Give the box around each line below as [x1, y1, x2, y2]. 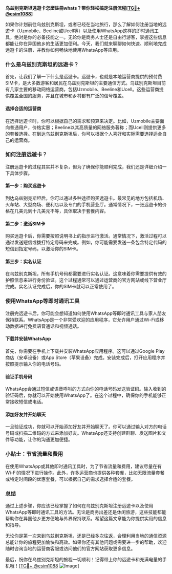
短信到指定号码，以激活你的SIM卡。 [5, 246, 81, 252]
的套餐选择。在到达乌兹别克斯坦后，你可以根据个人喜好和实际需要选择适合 [5, 131, 162, 137]
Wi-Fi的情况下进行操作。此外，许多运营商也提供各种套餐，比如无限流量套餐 [5, 470, 165, 476]
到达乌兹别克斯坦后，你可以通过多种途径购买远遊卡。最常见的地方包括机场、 [5, 195, 167, 201]
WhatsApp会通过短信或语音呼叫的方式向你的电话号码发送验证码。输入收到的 [5, 386, 166, 392]
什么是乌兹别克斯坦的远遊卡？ [5, 61, 79, 68]
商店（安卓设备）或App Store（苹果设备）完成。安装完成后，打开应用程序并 [5, 354, 165, 360]
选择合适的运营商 [5, 105, 41, 112]
